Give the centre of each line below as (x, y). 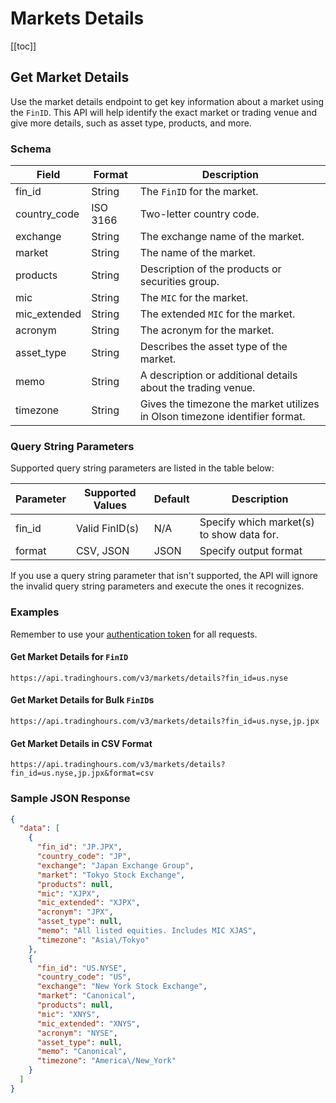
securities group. (179, 282)
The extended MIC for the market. (217, 314)
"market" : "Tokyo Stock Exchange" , (111, 875)
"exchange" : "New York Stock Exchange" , (122, 987)
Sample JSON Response (70, 799)
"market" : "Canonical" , (86, 996)
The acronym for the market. (207, 330)
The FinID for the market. (199, 192)
